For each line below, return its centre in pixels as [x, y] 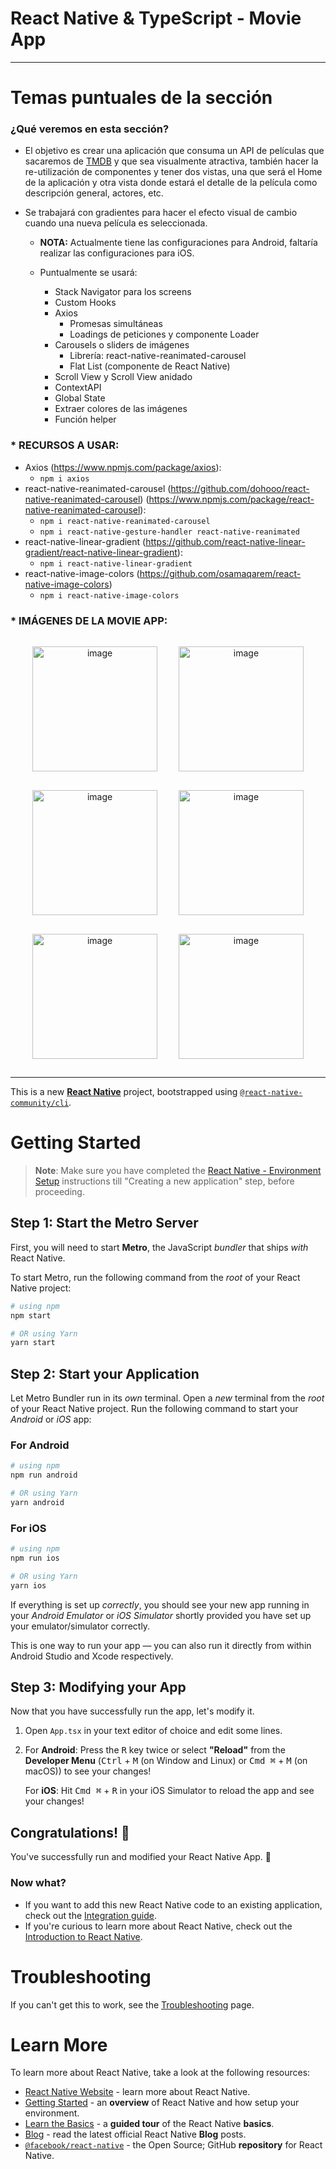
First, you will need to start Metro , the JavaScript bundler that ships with [159, 1247]
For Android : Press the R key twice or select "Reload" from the [155, 1750]
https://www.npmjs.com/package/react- [231, 499]
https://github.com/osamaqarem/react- [220, 573]
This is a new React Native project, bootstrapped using [124, 1092]
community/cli [40, 1103]
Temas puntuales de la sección [141, 98]
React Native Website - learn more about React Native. [137, 2092]
